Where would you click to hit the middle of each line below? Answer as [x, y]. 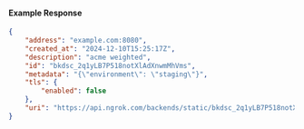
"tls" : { [41, 83]
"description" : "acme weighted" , [88, 57]
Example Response [45, 13]
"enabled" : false [74, 91]
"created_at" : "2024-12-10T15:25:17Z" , [100, 49]
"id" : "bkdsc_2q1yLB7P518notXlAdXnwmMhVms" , [110, 65]
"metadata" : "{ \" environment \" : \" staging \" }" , [116, 74]
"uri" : [37, 108]
